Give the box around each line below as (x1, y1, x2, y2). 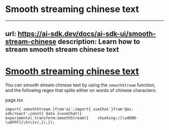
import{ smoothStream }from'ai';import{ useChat (5, 107, 109, 112)
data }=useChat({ (45, 111, 82, 116)
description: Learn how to (57, 38, 140, 46)
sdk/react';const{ (5, 111, 44, 116)
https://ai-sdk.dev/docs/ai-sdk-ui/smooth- (17, 30, 156, 38)
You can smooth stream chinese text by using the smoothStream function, (5, 82, 156, 88)
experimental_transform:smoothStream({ (5, 115, 89, 121)
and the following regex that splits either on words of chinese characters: (5, 87, 157, 93)
